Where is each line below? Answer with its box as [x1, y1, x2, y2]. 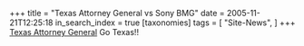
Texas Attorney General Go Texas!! [9, 27, 139, 37]
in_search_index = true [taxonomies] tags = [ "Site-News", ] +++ [54, 17, 296, 28]
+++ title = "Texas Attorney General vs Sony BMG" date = [9, 8, 225, 18]
